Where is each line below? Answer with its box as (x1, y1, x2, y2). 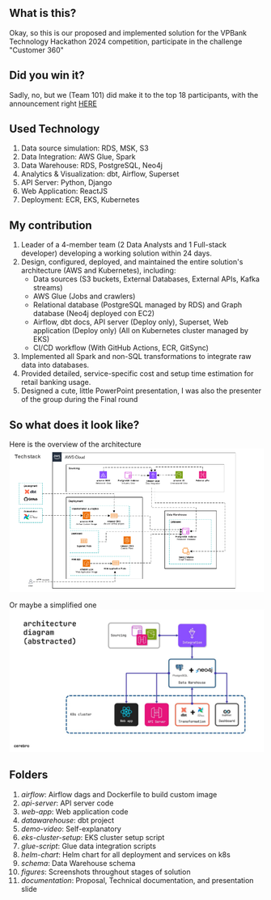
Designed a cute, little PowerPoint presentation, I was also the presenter (20, 386, 262, 395)
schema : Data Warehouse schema (20, 858, 136, 868)
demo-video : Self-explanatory (20, 824, 122, 834)
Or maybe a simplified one (9, 600, 97, 610)
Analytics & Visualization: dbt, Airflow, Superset (20, 169, 180, 179)
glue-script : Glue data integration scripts (20, 841, 157, 851)
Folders (9, 768, 49, 782)
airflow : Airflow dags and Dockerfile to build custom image (20, 789, 218, 799)
